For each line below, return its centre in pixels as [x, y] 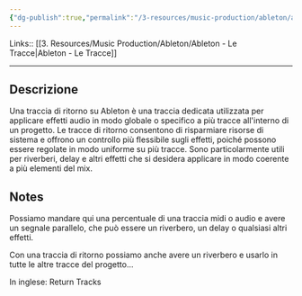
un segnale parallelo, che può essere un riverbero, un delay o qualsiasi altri [148, 228]
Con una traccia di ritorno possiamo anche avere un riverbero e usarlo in [144, 255]
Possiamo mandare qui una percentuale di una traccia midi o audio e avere [147, 219]
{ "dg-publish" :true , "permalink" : [72, 18]
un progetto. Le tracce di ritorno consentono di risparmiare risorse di [137, 130]
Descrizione [44, 90]
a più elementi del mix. [51, 168]
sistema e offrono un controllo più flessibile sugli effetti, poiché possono [143, 139]
